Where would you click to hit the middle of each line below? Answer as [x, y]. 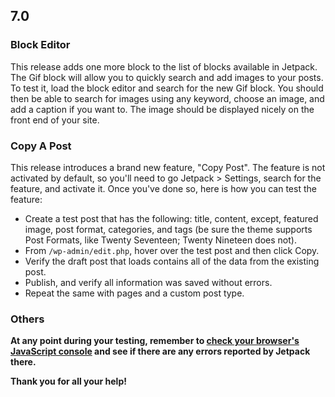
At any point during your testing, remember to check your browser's [155, 341]
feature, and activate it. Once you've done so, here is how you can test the [163, 188]
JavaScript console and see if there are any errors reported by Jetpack [160, 351]
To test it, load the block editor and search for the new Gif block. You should [167, 88]
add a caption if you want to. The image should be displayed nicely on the [162, 109]
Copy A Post [41, 146]
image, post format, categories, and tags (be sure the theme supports [168, 229]
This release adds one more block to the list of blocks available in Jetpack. [164, 66]
